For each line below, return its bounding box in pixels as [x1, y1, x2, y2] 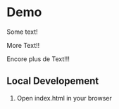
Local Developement [6, 75, 99, 87]
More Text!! [6, 41, 40, 49]
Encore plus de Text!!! [6, 54, 70, 63]
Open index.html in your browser [16, 94, 112, 102]
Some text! [6, 27, 38, 36]
